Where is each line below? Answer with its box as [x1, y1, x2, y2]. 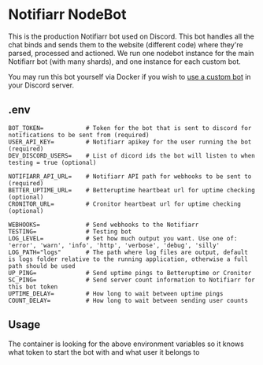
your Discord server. [8, 80, 75, 90]
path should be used [8, 262, 76, 270]
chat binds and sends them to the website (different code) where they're [8, 39, 243, 49]
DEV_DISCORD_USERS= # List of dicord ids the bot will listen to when [8, 151, 256, 159]
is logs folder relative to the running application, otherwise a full [8, 255, 248, 263]
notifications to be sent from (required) [8, 131, 150, 139]
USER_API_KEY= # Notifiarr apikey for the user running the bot [8, 138, 252, 146]
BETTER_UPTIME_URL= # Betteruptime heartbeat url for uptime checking [8, 186, 256, 194]
